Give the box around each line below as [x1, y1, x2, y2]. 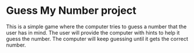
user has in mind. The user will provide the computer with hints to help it [6, 29, 180, 36]
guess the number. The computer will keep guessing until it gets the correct [6, 35, 189, 42]
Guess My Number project [6, 4, 137, 17]
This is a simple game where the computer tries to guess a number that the [6, 23, 187, 30]
